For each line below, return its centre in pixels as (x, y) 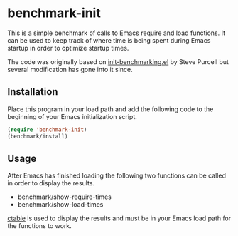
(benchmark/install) (38, 136)
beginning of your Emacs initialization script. (72, 116)
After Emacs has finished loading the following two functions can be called (117, 175)
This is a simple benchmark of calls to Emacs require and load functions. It (117, 33)
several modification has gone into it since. (70, 69)
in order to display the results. (51, 183)
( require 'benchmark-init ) (47, 130)
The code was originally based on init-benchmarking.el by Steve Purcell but (118, 61)
